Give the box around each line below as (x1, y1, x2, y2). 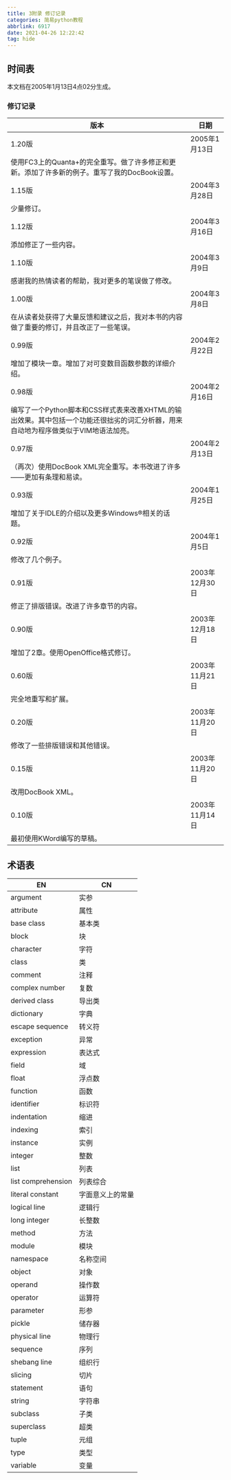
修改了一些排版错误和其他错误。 (10, 741, 115, 750)
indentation (10, 1112, 47, 1122)
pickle (10, 1319, 30, 1329)
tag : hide (7, 36, 36, 43)
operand (10, 1280, 38, 1289)
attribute (10, 906, 38, 916)
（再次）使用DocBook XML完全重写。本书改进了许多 (10, 462, 181, 472)
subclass (10, 1409, 40, 1419)
